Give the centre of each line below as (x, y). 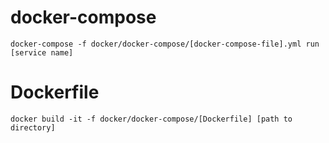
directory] (33, 127)
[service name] (42, 52)
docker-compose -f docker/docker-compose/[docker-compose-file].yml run (165, 44)
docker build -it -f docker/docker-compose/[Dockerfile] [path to (151, 119)
